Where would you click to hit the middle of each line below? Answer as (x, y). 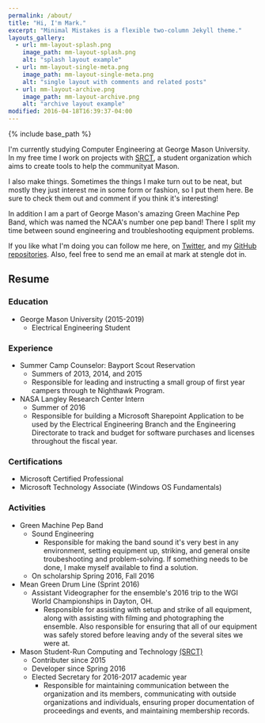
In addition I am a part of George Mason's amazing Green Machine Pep (124, 214)
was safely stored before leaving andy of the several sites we (143, 634)
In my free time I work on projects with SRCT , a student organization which (130, 158)
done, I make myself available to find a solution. (121, 567)
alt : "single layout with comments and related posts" (115, 82)
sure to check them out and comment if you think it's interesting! (114, 198)
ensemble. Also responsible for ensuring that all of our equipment (150, 626)
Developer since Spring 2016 (79, 668)
